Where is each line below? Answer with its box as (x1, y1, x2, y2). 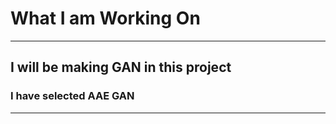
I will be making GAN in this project (10, 59, 232, 76)
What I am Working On (10, 7, 201, 30)
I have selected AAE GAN (10, 89, 135, 103)
